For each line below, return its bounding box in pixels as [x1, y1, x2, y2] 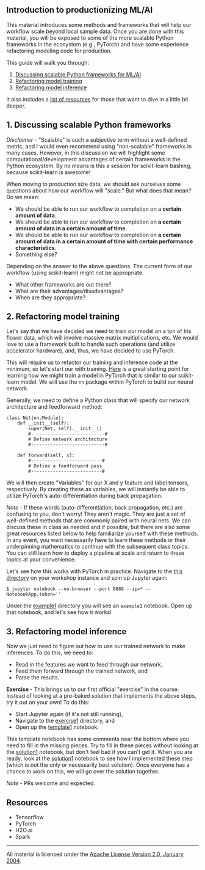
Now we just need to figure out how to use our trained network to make [6, 643, 186, 650]
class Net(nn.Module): [6, 415, 64, 421]
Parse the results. [15, 674, 60, 681]
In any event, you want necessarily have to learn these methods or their [6, 536, 186, 544]
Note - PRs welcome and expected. [6, 780, 96, 787]
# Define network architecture [28, 436, 108, 442]
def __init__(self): [17, 420, 70, 426]
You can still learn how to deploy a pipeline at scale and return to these [6, 549, 185, 557]
